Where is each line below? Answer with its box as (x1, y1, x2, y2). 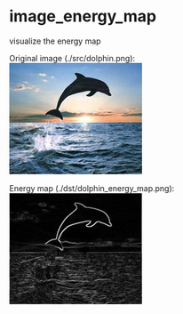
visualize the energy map (9, 36, 101, 46)
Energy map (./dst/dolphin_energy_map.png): (9, 182, 175, 193)
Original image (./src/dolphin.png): (9, 52, 136, 63)
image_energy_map (9, 6, 157, 27)
